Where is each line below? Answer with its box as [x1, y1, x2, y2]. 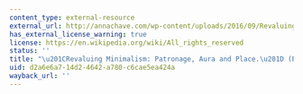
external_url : [9, 21, 63, 30]
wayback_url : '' [9, 72, 70, 81]
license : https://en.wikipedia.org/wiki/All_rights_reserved [9, 38, 244, 47]
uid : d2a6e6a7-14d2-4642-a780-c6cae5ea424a [9, 64, 176, 73]
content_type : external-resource [9, 13, 135, 22]
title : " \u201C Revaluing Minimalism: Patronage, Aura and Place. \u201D [9, 55, 284, 64]
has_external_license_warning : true [9, 30, 147, 38]
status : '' [9, 47, 50, 56]
